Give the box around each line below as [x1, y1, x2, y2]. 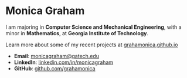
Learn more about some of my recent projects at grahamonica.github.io [5, 41, 178, 48]
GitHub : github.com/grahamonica [13, 65, 96, 72]
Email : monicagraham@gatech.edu [13, 52, 100, 59]
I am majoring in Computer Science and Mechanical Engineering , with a [5, 23, 182, 30]
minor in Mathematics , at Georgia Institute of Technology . [5, 29, 149, 36]
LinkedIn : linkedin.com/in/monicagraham [13, 59, 114, 66]
